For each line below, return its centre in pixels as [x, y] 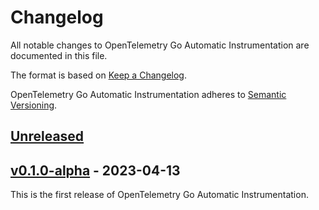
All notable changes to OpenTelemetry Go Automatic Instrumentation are [160, 45]
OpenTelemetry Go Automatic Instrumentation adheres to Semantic [148, 94]
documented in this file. [59, 55]
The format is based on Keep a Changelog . [98, 75]
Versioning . [34, 105]
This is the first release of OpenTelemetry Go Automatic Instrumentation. [159, 195]
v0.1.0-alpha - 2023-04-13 [95, 170]
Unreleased [47, 136]
